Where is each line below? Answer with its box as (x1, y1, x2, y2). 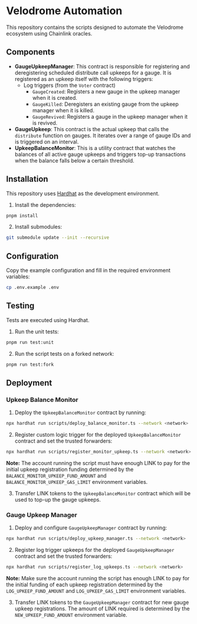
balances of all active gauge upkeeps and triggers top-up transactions (14, 151, 186, 158)
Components (6, 47, 55, 57)
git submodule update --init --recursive (6, 235, 110, 240)
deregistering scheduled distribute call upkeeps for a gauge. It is (14, 69, 172, 76)
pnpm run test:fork (6, 362, 54, 368)
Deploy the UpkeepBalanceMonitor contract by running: (14, 409, 146, 416)
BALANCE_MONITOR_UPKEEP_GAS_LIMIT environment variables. (6, 479, 148, 485)
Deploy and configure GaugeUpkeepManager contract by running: (14, 524, 168, 531)
